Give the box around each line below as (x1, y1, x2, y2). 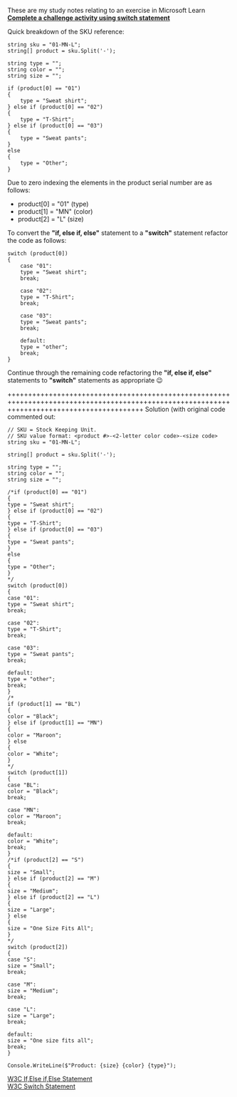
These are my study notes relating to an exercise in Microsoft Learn (7, 6, 206, 14)
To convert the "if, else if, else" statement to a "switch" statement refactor (7, 229, 228, 237)
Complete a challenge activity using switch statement (7, 14, 171, 22)
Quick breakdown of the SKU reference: (7, 28, 125, 36)
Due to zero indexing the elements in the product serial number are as (7, 178, 212, 187)
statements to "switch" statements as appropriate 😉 (7, 376, 164, 384)
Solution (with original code (144, 405, 226, 413)
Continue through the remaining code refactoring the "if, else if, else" (7, 368, 212, 377)
